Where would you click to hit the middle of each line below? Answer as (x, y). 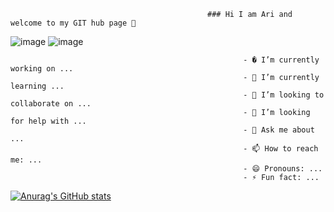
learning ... (37, 86)
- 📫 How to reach (281, 149)
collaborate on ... (51, 104)
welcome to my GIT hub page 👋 (73, 23)
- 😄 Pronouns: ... (283, 169)
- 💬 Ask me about (279, 130)
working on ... (42, 69)
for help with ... (48, 121)
